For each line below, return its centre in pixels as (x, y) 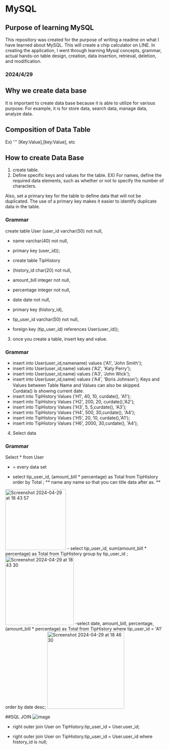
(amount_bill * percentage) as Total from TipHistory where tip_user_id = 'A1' (84, 629)
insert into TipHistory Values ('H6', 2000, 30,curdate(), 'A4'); (75, 423)
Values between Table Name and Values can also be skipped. (76, 385)
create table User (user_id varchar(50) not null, (54, 231)
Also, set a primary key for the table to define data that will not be (73, 196)
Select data (24, 433)
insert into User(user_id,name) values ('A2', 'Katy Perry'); (72, 368)
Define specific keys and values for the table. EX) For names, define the (87, 175)
